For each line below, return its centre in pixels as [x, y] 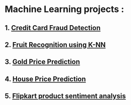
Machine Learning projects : [64, 9]
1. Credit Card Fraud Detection [53, 28]
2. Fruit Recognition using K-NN [55, 44]
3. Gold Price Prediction [42, 62]
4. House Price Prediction [45, 79]
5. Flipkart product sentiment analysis [65, 96]
